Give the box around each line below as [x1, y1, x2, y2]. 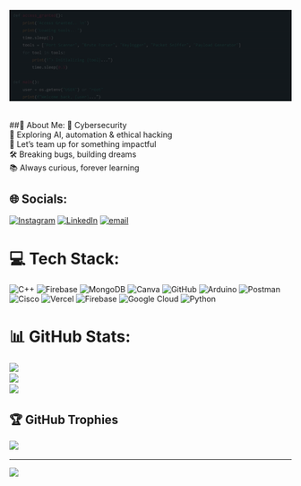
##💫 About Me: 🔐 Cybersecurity [9, 119, 127, 130]
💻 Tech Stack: [9, 248, 120, 269]
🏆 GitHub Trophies [9, 412, 119, 427]
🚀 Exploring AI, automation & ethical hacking [9, 129, 173, 140]
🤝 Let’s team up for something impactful [9, 138, 157, 149]
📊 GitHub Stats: [9, 326, 132, 347]
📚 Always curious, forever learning [9, 162, 140, 173]
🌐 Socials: [9, 191, 68, 206]
